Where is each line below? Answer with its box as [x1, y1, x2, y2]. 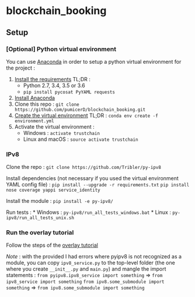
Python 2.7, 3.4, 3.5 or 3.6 [23, 82, 86, 89]
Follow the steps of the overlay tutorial [6, 241, 98, 249]
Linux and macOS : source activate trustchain [23, 136, 138, 143]
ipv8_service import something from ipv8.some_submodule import [6, 279, 165, 285]
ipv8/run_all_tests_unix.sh [6, 215, 75, 221]
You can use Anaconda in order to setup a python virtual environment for [6, 58, 182, 65]
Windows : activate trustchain [23, 129, 100, 136]
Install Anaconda [14, 94, 55, 101]
